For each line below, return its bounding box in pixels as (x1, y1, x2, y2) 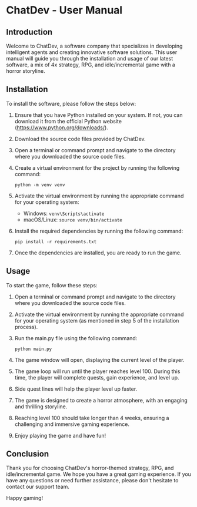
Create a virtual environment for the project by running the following (14, 164, 180, 171)
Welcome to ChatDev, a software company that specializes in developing (6, 42, 183, 49)
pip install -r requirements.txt (14, 239, 97, 244)
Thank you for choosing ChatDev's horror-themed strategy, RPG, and (6, 465, 174, 472)
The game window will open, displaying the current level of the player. (14, 356, 185, 363)
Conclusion (6, 449, 49, 459)
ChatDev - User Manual (6, 4, 123, 17)
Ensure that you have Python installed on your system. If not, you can (14, 111, 183, 118)
